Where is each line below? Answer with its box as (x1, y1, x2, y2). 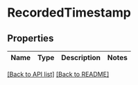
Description (61, 53, 101, 62)
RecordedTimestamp (7, 5, 132, 21)
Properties (7, 32, 54, 44)
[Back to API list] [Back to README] (7, 70, 110, 78)
